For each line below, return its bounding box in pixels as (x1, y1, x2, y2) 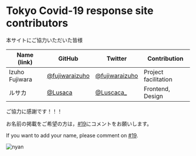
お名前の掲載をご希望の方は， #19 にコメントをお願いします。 (6, 120, 152, 127)
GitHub (58, 54, 79, 63)
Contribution (147, 54, 184, 63)
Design (143, 92, 163, 100)
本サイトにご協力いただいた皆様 (6, 36, 83, 43)
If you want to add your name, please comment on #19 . (6, 131, 138, 138)
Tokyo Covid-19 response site (6, 4, 153, 18)
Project (143, 68, 163, 76)
